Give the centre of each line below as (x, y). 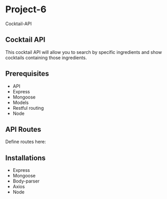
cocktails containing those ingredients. (46, 57)
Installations (26, 158)
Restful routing (28, 108)
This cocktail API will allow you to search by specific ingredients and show (84, 52)
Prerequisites (27, 74)
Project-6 (26, 9)
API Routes (23, 129)
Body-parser (26, 181)
